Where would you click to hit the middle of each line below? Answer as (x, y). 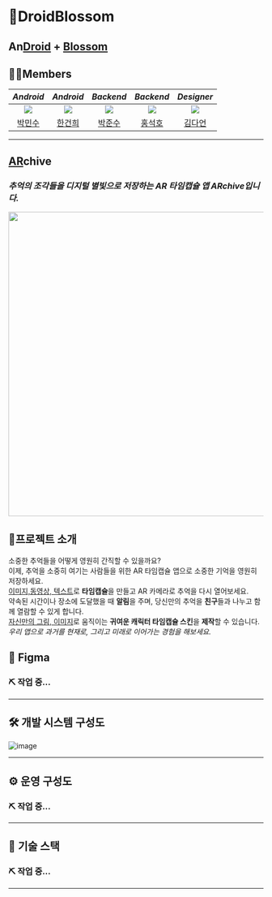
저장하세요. (26, 580)
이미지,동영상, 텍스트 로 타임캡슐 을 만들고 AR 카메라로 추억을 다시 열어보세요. (129, 591)
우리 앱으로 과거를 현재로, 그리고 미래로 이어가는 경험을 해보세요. (110, 632)
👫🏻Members (40, 73)
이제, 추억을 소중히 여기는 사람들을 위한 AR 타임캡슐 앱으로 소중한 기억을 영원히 (133, 571)
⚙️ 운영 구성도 (40, 781)
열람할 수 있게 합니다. (50, 611)
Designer (195, 97)
